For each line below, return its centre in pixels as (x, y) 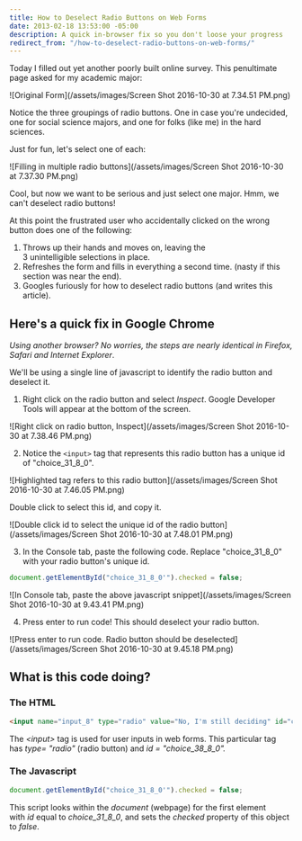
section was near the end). (72, 276)
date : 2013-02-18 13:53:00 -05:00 (74, 26)
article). (36, 295)
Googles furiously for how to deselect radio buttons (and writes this (147, 286)
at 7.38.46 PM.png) (57, 436)
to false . (25, 826)
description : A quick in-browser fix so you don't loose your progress (146, 34)
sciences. (27, 132)
